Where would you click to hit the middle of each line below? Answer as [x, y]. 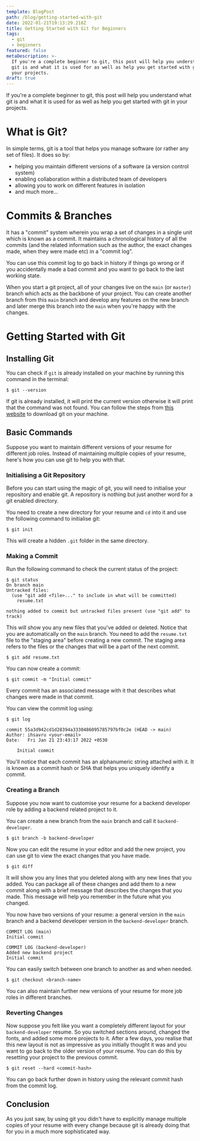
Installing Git [30, 358]
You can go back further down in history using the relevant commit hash [95, 1079]
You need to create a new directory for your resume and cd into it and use [96, 512]
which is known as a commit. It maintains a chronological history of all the [97, 239]
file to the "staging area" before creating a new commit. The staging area [96, 640]
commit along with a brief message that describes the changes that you [94, 890]
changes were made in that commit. [50, 697]
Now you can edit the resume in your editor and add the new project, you [96, 849]
